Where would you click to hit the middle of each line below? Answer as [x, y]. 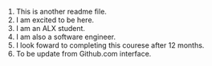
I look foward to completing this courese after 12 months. [110, 45]
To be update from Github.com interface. [84, 54]
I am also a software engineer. [66, 37]
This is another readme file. [61, 12]
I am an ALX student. [51, 28]
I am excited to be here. [55, 20]
